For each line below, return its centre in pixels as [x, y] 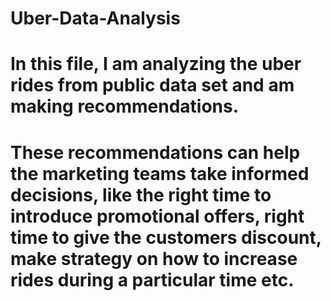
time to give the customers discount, [166, 237]
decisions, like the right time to [141, 194]
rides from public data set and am [152, 85]
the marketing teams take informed [160, 173]
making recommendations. [125, 106]
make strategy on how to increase [154, 258]
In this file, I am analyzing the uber [156, 64]
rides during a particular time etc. [152, 279]
